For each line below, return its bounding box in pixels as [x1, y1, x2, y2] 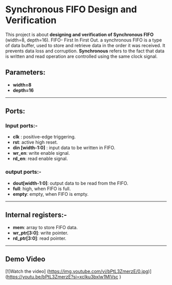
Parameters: [5, 68, 46, 77]
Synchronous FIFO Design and [5, 4, 137, 15]
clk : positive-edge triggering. [12, 134, 76, 140]
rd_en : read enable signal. [12, 155, 68, 162]
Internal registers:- [5, 211, 68, 219]
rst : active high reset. [12, 139, 58, 146]
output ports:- [5, 168, 42, 175]
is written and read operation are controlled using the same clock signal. [5, 53, 158, 59]
